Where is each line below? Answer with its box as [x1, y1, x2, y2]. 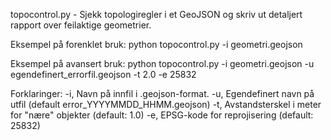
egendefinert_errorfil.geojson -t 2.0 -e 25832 [10, 69, 197, 80]
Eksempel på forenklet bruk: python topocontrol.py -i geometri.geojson [10, 39, 303, 50]
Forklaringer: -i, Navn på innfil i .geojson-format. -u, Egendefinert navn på [10, 88, 315, 99]
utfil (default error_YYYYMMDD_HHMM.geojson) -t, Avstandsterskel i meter [10, 99, 322, 110]
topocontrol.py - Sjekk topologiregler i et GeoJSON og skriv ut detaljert [10, 9, 303, 20]
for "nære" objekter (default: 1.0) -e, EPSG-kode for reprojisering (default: [10, 109, 314, 121]
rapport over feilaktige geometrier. [10, 19, 152, 31]
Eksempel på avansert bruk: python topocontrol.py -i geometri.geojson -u [10, 58, 315, 69]
